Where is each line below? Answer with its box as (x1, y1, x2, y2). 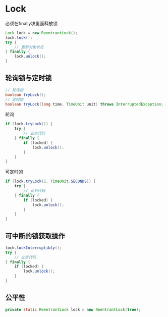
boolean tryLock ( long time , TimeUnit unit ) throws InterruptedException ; (5, 101, 164, 107)
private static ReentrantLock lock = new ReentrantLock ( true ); (5, 307, 141, 312)
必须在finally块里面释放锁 (5, 20, 58, 26)
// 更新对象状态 (14, 44, 44, 49)
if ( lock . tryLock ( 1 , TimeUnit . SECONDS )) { (5, 179, 96, 184)
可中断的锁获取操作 (5, 232, 65, 240)
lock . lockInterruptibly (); (5, 245, 62, 250)
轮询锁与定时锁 (5, 74, 52, 82)
